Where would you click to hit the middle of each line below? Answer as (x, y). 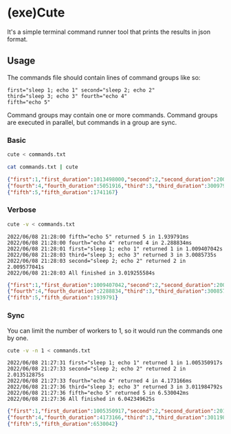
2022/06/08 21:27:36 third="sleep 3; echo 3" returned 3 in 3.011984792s (115, 387)
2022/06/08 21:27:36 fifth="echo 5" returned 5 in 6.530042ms (98, 393)
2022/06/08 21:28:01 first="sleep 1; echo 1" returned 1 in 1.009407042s (115, 249)
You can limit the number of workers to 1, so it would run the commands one (115, 331)
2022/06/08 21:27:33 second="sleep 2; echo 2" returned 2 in (97, 369)
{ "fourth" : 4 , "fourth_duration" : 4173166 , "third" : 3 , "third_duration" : (107, 418)
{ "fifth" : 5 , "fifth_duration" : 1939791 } (63, 298)
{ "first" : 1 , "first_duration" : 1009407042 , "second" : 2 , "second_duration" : (112, 285)
